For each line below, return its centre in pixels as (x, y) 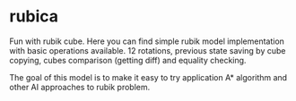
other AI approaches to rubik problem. (80, 87)
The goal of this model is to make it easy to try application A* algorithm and (148, 77)
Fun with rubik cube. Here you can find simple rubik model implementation (147, 41)
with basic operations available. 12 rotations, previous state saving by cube (148, 50)
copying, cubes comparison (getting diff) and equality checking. (128, 60)
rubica (34, 17)
